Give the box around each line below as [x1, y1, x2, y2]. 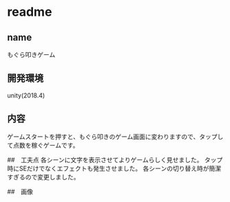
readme [7, 4, 52, 20]
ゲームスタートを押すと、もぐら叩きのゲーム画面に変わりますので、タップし [7, 132, 224, 141]
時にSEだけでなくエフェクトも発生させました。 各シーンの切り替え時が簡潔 [7, 164, 222, 172]
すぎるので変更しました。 [7, 172, 80, 181]
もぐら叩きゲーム [7, 51, 56, 58]
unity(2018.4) [7, 91, 45, 100]
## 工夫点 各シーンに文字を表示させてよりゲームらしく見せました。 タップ [7, 155, 223, 164]
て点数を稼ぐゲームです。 [7, 141, 79, 149]
